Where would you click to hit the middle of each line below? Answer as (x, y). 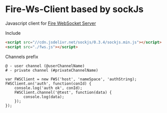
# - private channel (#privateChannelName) (52, 70)
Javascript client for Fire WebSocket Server (51, 23)
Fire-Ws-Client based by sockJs (74, 9)
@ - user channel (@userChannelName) (45, 66)
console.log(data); (44, 97)
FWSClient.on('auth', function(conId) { (49, 83)
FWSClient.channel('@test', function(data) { (63, 92)
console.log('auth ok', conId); (48, 88)
